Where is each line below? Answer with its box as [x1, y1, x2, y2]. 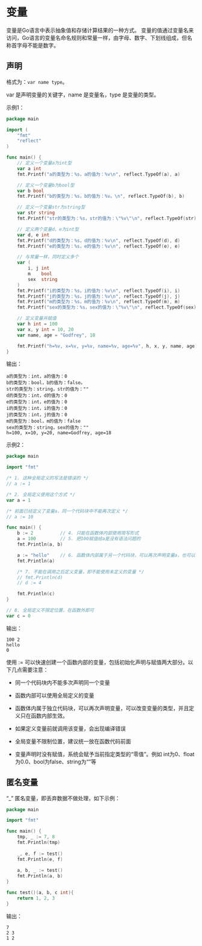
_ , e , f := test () [17, 851, 63, 857]
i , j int [28, 265, 50, 271]
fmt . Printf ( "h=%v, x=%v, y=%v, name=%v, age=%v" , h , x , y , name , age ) [17, 343, 198, 349]
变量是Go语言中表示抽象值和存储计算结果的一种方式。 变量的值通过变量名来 [6, 27, 194, 34]
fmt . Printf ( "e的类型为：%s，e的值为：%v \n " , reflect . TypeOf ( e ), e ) [17, 243, 180, 249]
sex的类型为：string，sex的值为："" [6, 424, 89, 431]
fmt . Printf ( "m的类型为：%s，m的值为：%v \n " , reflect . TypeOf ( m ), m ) [17, 299, 180, 305]
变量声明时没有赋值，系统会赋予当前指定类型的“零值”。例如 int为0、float [14, 750, 195, 757]
